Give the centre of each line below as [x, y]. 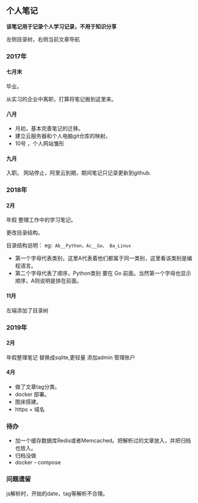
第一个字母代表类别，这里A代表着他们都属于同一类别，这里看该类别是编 [103, 258]
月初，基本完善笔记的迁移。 [49, 129]
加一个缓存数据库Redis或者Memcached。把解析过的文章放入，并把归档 [103, 440]
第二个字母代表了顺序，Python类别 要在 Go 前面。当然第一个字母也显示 [103, 273]
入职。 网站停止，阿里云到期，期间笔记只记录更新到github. [79, 173]
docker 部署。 [32, 394]
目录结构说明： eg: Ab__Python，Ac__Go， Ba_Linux [69, 245]
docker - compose [38, 463]
